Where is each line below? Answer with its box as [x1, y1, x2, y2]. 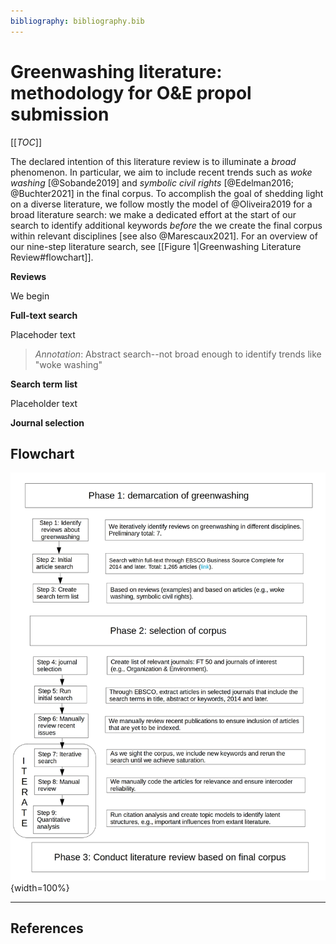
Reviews [10, 270, 47, 282]
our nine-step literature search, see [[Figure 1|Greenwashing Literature [10, 240, 302, 252]
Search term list [10, 378, 78, 390]
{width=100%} [10, 881, 70, 894]
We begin [10, 290, 50, 302]
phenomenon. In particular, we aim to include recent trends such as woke [10, 166, 313, 178]
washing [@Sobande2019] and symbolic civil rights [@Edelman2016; [10, 176, 294, 189]
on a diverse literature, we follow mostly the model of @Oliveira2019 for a [10, 198, 313, 210]
